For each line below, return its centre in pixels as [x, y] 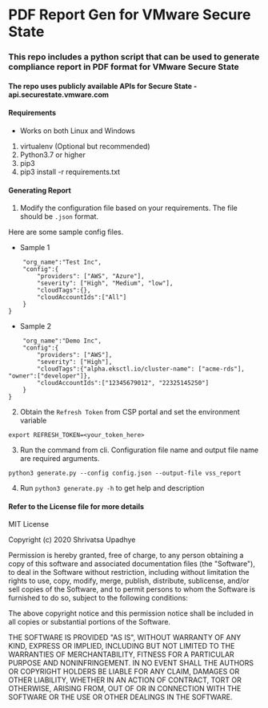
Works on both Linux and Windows [78, 131]
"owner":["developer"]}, [50, 376]
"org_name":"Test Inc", [62, 262]
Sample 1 [35, 248]
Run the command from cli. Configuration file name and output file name [139, 450]
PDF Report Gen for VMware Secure [130, 15]
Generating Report [40, 190]
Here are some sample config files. [66, 232]
